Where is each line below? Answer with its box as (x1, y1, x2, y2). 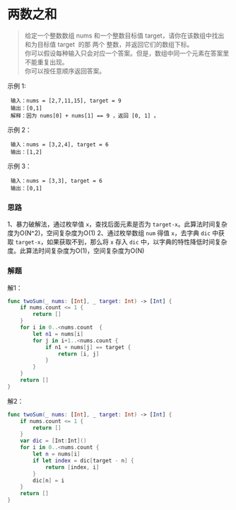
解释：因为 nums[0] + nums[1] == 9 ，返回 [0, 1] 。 (10, 112, 160, 119)
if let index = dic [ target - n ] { (33, 457, 134, 464)
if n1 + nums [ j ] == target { (45, 344, 131, 351)
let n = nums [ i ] (33, 450, 81, 458)
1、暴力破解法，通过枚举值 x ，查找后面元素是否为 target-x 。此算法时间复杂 (7, 220, 228, 229)
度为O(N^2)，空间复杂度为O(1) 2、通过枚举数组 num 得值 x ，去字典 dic (7, 229, 211, 237)
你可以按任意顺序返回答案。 (24, 67, 106, 75)
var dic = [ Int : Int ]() (20, 437, 87, 445)
